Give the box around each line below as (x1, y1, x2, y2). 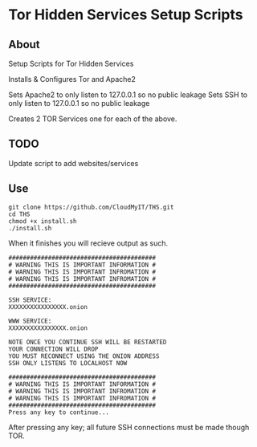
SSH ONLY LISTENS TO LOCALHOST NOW (8, 359, 128, 367)
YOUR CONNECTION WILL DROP (8, 345, 99, 353)
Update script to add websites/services (8, 158, 139, 168)
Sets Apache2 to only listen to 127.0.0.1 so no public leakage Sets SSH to (8, 90, 247, 100)
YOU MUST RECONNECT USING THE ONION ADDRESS (8, 352, 160, 360)
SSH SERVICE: (8, 295, 52, 304)
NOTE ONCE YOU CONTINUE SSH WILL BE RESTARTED (8, 338, 167, 346)
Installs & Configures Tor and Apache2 (8, 75, 137, 83)
